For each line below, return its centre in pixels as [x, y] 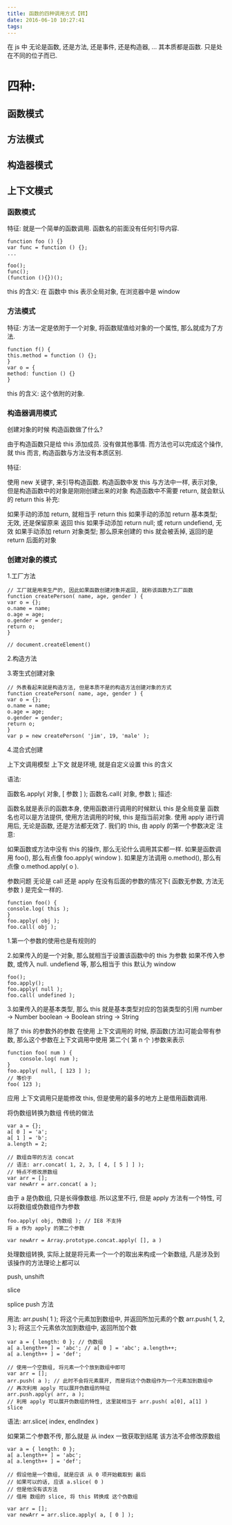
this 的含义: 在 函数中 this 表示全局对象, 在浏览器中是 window [94, 292]
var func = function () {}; [48, 248]
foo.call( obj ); [32, 927]
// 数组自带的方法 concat [41, 1158]
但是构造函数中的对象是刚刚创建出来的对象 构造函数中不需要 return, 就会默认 [116, 491]
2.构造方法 [22, 658]
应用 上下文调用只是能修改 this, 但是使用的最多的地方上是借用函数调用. [107, 1098]
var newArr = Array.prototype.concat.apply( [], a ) [85, 1241]
